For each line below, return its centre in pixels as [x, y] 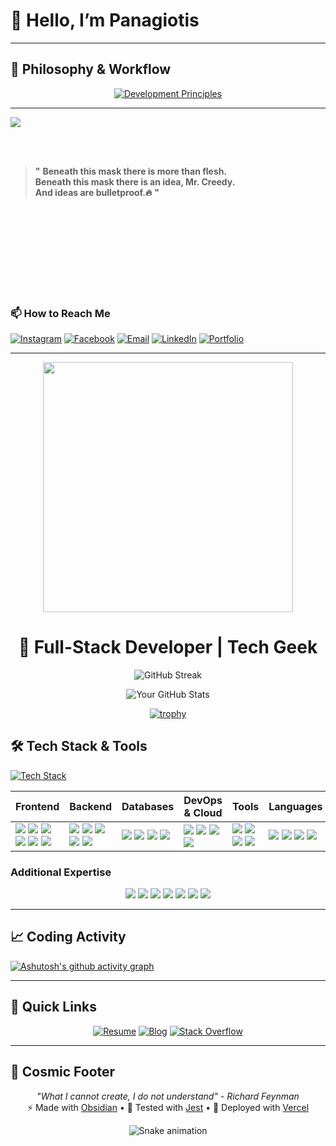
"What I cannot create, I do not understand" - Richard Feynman [168, 1096]
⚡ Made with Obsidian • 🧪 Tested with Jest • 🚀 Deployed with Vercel [168, 1107]
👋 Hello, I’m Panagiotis [105, 20]
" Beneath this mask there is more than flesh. [131, 171]
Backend [91, 806]
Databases [148, 806]
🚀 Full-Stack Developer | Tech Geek [168, 647]
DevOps [203, 800]
